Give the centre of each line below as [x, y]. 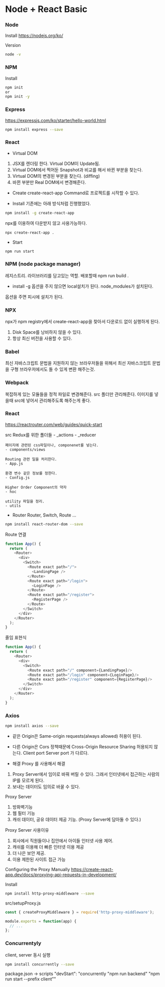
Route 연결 [16, 534]
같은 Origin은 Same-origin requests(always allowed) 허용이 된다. [77, 736]
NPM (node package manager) [43, 264]
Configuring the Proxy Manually [38, 869]
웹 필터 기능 [24, 813]
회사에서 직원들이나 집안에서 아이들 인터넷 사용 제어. [63, 841]
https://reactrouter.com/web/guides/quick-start [54, 424]
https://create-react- [92, 869]
